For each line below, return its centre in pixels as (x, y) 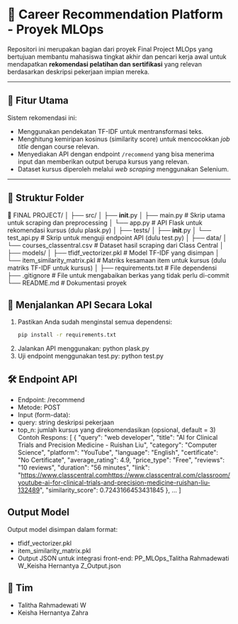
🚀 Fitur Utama (38, 101)
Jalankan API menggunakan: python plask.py (84, 348)
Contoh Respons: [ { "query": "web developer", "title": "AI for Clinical (118, 438)
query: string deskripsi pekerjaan (66, 422)
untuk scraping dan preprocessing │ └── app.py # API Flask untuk (105, 222)
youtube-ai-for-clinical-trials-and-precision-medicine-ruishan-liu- (114, 483)
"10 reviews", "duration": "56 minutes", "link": (84, 467)
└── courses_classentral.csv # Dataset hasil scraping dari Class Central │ (116, 245)
